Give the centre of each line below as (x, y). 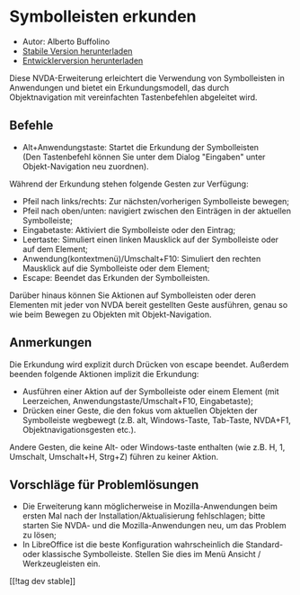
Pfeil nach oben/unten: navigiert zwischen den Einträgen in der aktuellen (157, 211)
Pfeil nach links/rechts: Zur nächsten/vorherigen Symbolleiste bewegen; (156, 201)
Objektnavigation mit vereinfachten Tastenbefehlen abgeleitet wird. (133, 97)
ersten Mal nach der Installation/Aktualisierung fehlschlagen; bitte (144, 516)
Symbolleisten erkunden (103, 17)
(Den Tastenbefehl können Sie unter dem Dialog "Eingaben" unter (144, 157)
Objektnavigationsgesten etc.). (79, 429)
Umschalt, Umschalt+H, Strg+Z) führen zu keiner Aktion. (114, 456)
